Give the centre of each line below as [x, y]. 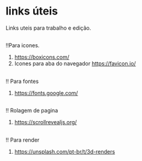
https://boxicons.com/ [42, 57]
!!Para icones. [23, 45]
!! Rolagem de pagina [32, 111]
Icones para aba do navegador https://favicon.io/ [75, 64]
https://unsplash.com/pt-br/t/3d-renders [65, 151]
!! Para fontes [22, 81]
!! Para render [23, 140]
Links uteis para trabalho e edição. [48, 28]
